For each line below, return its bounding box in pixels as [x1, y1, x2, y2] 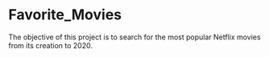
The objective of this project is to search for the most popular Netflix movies [8, 32, 261, 42]
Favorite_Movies [8, 6, 122, 24]
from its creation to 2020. [8, 40, 93, 50]
